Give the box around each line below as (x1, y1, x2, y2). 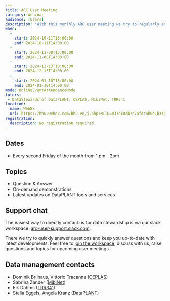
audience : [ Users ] (5, 17, 44, 22)
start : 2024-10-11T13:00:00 (14, 36, 73, 41)
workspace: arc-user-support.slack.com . (5, 225, 91, 231)
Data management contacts (5, 260, 95, 269)
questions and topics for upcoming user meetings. (5, 246, 110, 252)
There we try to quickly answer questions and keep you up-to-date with (5, 235, 155, 241)
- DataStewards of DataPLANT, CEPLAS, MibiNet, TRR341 (7, 97, 125, 102)
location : (5, 102, 26, 107)
